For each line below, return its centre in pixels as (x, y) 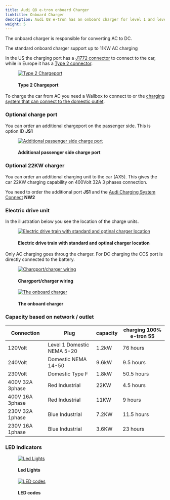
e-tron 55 (142, 336)
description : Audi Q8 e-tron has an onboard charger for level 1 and (80, 19)
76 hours (134, 348)
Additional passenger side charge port (59, 152)
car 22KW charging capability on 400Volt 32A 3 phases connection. (76, 182)
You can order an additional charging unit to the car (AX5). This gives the (81, 177)
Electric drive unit (27, 210)
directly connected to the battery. (40, 259)
